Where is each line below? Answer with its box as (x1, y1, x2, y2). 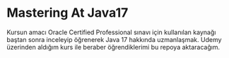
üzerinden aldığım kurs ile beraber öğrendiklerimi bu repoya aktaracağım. (6, 43, 221, 51)
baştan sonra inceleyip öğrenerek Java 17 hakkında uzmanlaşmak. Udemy (6, 35, 222, 43)
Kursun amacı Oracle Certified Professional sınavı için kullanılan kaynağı (6, 28, 216, 36)
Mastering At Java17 (6, 5, 129, 21)
